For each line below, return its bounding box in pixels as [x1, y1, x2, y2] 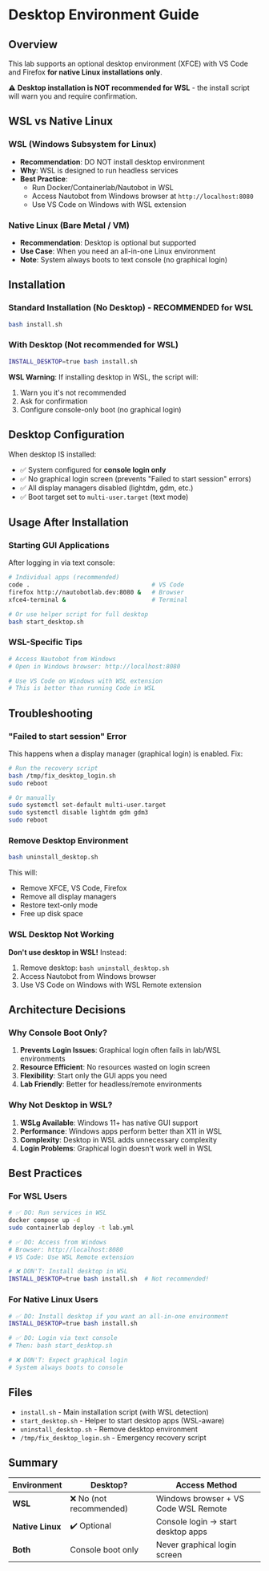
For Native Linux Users [8, 1294, 98, 1305]
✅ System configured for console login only [19, 465, 167, 474]
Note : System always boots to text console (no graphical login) [19, 254, 228, 264]
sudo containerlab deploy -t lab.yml [8, 1224, 134, 1232]
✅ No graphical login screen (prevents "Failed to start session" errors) [19, 473, 252, 483]
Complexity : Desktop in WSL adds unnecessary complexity [19, 1135, 218, 1144]
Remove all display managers [19, 892, 117, 902]
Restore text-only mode [19, 900, 98, 910]
